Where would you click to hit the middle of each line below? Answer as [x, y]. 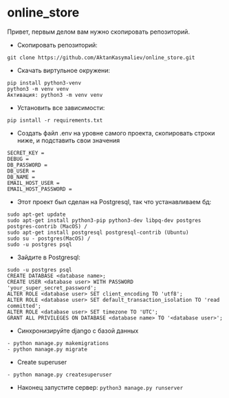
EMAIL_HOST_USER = [33, 183]
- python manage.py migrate [47, 349]
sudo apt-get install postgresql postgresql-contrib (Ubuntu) [98, 232]
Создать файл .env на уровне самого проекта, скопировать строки [116, 133]
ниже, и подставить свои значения [68, 140]
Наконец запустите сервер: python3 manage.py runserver [100, 387]
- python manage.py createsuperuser [59, 375]
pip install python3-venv [44, 83]
